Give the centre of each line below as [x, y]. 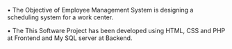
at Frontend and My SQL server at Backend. [70, 38]
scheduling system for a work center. [60, 17]
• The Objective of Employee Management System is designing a [100, 10]
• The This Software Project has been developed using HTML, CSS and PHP [116, 31]
